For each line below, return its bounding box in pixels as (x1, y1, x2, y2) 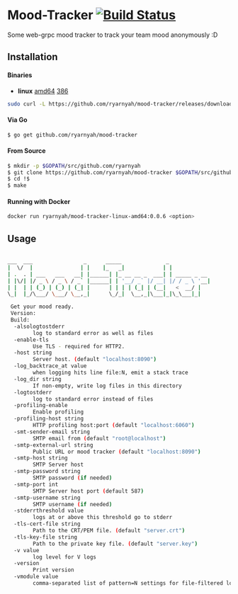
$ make (7, 182, 27, 189)
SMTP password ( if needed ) (33, 474, 113, 481)
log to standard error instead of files (33, 395, 154, 403)
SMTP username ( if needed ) (33, 501, 113, 508)
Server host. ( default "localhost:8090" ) (33, 356, 157, 363)
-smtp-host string (13, 455, 69, 462)
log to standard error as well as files (33, 329, 154, 336)
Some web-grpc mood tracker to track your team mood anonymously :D (7, 30, 218, 39)
